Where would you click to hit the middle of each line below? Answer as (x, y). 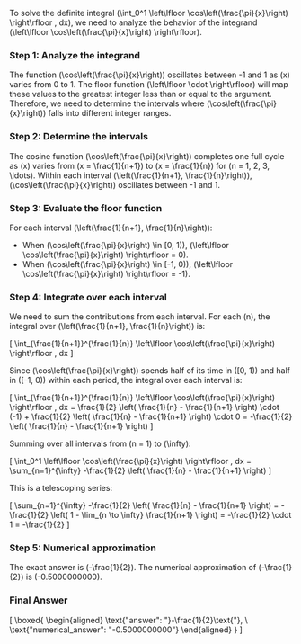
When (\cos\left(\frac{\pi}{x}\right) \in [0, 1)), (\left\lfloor (125, 245)
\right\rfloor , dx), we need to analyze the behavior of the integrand (133, 22)
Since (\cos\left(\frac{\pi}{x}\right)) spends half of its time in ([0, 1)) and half (150, 371)
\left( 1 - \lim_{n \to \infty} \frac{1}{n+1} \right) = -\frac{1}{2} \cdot (171, 515)
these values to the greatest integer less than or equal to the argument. (141, 94)
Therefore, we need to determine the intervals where (107, 103)
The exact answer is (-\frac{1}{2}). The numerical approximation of (133, 568)
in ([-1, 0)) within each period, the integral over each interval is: (126, 380)
